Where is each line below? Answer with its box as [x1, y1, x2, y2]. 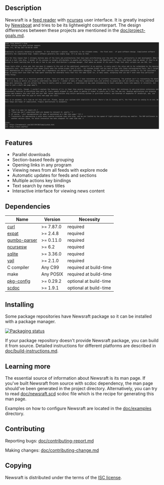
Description [5, 4, 41, 12]
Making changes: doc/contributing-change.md [5, 447, 99, 453]
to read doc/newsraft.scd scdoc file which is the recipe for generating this [5, 391, 154, 397]
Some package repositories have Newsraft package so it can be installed [5, 313, 152, 320]
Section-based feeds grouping [12, 157, 74, 163]
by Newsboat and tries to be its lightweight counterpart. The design [5, 22, 142, 28]
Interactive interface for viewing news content [12, 188, 105, 194]
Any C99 [41, 264, 60, 271]
